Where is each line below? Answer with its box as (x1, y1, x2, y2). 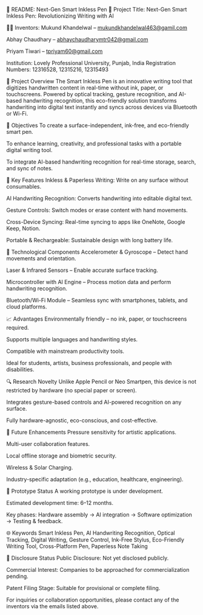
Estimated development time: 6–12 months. (6, 499, 114, 506)
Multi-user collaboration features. (6, 440, 90, 447)
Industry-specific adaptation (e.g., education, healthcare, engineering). (6, 476, 184, 483)
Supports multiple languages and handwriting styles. (6, 336, 138, 343)
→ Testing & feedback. (6, 518, 63, 524)
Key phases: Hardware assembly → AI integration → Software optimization (6, 511, 193, 518)
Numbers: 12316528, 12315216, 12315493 (6, 66, 109, 73)
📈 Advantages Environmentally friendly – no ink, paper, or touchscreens (6, 315, 187, 322)
